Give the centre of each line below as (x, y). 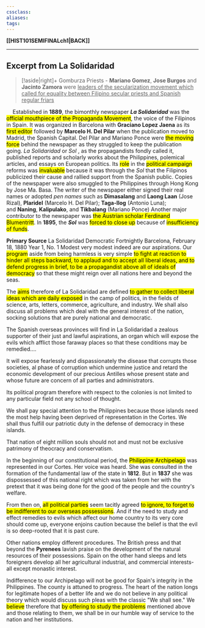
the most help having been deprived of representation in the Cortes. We (97, 417)
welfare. (16, 493)
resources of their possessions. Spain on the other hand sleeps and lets (97, 556)
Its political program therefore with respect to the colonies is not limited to (99, 392)
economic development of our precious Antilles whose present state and (98, 374)
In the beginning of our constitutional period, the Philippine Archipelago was (102, 460)
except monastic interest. (45, 569)
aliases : (17, 18)
